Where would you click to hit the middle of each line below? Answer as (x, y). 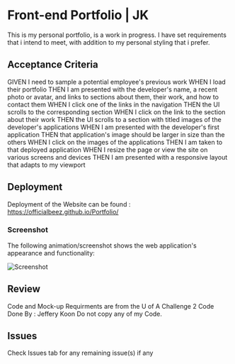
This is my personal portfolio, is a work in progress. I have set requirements (117, 35)
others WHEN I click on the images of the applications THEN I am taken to (115, 142)
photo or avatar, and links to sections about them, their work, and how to (113, 96)
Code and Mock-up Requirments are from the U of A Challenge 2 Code (111, 306)
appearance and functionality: (51, 253)
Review (24, 289)
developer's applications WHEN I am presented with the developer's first (113, 127)
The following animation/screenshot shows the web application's (102, 246)
